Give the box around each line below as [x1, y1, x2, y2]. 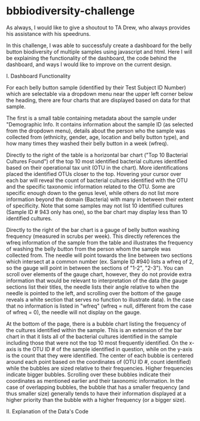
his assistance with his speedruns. [6, 30, 91, 37]
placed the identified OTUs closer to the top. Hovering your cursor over [6, 170, 181, 177]
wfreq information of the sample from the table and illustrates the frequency [6, 239, 193, 246]
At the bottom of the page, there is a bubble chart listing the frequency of [6, 320, 187, 327]
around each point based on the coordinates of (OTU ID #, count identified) [6, 358, 192, 365]
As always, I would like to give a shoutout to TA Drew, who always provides [6, 24, 190, 31]
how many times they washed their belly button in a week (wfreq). [6, 140, 169, 147]
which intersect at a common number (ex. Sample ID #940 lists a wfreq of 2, [6, 258, 194, 265]
